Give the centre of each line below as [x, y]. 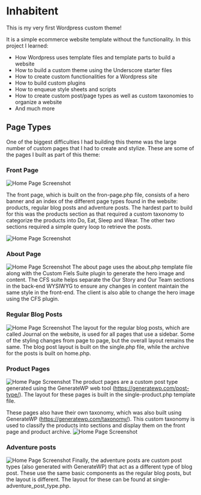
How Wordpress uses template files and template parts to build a [95, 57]
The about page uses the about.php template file [132, 267]
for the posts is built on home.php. [49, 353]
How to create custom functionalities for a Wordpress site [86, 76]
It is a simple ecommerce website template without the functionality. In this [98, 39]
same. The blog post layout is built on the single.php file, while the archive [98, 347]
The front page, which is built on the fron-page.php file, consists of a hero [98, 195]
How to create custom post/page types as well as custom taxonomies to [104, 96]
